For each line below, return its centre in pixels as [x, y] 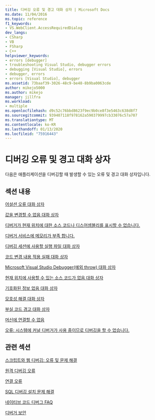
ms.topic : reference [26, 19]
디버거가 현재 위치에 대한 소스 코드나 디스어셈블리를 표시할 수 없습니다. [73, 225]
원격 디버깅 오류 [20, 371]
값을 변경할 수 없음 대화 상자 [32, 215]
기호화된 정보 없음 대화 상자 [31, 288]
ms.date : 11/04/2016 [26, 14]
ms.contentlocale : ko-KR [31, 125]
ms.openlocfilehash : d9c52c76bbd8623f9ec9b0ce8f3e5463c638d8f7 [71, 111]
